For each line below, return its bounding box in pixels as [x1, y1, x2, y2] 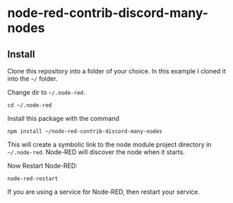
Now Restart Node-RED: [7, 161, 78, 170]
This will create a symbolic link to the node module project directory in [7, 140, 212, 149]
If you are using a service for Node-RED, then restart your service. [7, 187, 200, 196]
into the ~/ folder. [7, 74, 58, 83]
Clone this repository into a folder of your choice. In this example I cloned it [7, 67, 226, 75]
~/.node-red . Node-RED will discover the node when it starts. [7, 148, 185, 156]
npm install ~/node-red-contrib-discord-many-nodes [7, 128, 162, 135]
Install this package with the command [7, 115, 120, 122]
